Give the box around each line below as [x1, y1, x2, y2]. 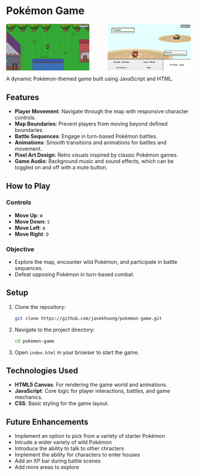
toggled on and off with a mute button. [14, 164, 108, 171]
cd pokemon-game [14, 338, 55, 344]
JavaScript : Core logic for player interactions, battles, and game [14, 387, 171, 395]
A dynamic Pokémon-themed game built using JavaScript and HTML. [6, 75, 174, 83]
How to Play [6, 181, 51, 191]
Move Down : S [14, 218, 50, 225]
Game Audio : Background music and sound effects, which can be [14, 158, 174, 165]
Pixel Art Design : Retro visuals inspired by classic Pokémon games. [14, 151, 179, 159]
